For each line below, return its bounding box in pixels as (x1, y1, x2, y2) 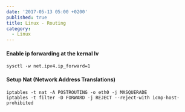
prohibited (6, 100, 34, 106)
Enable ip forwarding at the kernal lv (6, 49, 99, 57)
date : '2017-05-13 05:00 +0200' (6, 8, 88, 15)
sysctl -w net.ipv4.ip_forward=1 (6, 63, 91, 69)
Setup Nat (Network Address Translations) (6, 76, 116, 83)
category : (6, 25, 31, 32)
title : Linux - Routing (6, 20, 67, 26)
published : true (6, 14, 47, 20)
